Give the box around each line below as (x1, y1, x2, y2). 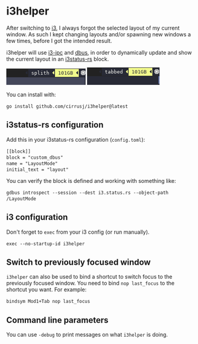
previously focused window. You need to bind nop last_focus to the (6, 280, 175, 287)
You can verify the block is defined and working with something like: (6, 177, 176, 184)
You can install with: (6, 91, 56, 98)
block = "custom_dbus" (6, 154, 63, 160)
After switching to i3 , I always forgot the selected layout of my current (6, 24, 180, 31)
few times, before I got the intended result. (6, 37, 112, 44)
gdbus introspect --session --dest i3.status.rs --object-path (6, 190, 169, 196)
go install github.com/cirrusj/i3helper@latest (6, 103, 129, 110)
